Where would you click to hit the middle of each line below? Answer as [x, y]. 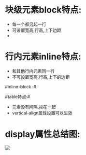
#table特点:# [18, 97]
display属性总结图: [43, 134]
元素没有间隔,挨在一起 [34, 107]
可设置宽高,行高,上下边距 [36, 30]
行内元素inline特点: [43, 57]
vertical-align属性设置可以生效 [42, 113]
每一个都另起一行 [29, 24]
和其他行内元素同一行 [33, 71]
